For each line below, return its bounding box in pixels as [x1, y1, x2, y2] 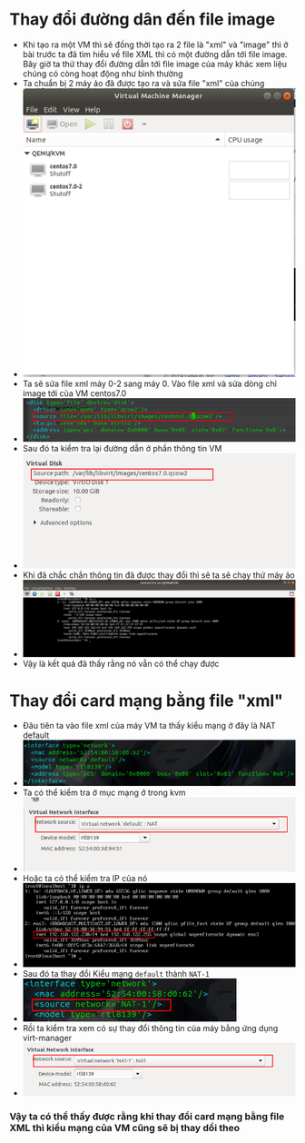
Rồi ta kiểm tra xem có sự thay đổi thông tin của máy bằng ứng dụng [22, 1022, 279, 1033]
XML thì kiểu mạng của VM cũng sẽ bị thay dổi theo [9, 1122, 241, 1135]
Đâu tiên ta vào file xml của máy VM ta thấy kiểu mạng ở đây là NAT [22, 721, 276, 731]
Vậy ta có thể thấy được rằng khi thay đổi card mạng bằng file [9, 1110, 285, 1123]
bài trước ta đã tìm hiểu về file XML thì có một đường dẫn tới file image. [22, 48, 288, 59]
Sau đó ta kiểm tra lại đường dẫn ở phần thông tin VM [22, 442, 222, 453]
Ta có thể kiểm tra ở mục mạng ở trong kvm [22, 787, 186, 798]
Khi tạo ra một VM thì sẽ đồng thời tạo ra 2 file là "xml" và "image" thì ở [22, 39, 289, 50]
